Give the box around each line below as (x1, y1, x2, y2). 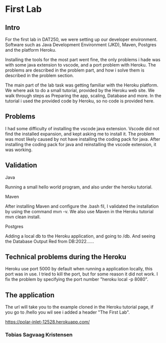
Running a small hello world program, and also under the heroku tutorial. (5, 184, 153, 190)
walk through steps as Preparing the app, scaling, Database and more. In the (5, 93, 162, 98)
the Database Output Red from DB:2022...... (5, 238, 94, 244)
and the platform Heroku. (5, 47, 56, 53)
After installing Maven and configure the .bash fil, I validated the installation (5, 203, 159, 209)
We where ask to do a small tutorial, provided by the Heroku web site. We (5, 87, 155, 93)
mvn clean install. (5, 214, 41, 220)
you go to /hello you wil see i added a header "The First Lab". (5, 309, 130, 315)
